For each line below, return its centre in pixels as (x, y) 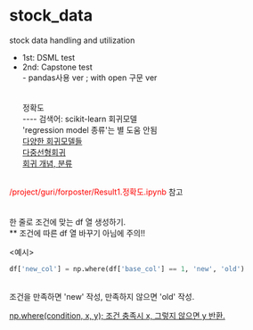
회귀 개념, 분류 (47, 163)
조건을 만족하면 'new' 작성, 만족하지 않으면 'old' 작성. (102, 296)
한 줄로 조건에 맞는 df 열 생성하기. (68, 222)
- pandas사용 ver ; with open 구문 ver (90, 78)
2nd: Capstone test (57, 67)
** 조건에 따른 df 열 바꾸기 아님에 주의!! (77, 233)
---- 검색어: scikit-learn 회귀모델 (80, 119)
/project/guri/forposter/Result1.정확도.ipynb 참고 (96, 192)
